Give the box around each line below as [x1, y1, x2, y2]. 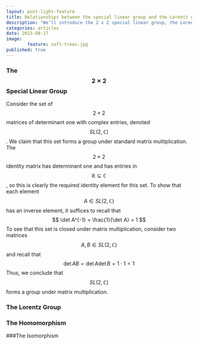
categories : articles [6, 25, 60, 31]
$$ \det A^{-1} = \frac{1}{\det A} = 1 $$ [52, 216, 146, 224]
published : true [6, 47, 46, 53]
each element [6, 188, 39, 195]
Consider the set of [6, 101, 53, 108]
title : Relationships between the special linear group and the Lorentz [6, 14, 189, 20]
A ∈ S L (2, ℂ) [83, 198, 115, 205]
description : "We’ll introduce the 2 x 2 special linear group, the [6, 19, 178, 25]
